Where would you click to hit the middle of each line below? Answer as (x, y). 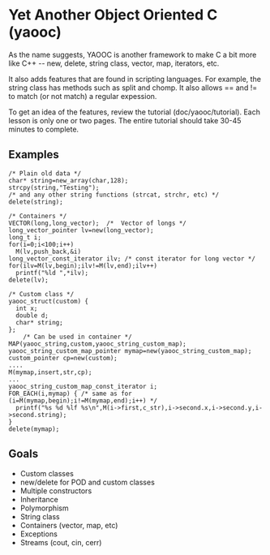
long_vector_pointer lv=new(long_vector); (81, 230)
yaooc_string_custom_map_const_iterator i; (83, 386)
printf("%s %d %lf (47, 407)
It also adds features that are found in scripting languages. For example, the (135, 79)
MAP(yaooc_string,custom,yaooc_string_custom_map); (97, 344)
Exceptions (39, 534)
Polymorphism (44, 508)
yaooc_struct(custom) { (49, 301)
